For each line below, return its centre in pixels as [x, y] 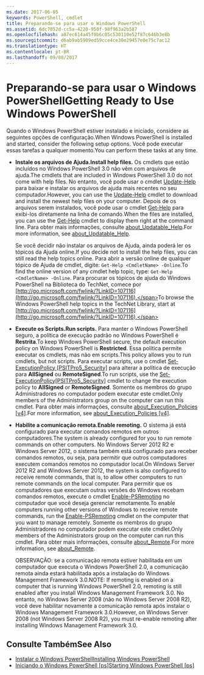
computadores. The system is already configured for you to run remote [103, 438]
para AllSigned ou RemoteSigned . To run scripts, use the [86, 374]
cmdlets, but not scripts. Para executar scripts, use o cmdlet [90, 361]
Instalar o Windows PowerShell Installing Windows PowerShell [93, 659]
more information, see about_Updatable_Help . [73, 234]
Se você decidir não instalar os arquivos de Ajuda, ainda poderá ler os [103, 245]
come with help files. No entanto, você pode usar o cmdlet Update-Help [105, 182]
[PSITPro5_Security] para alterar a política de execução [126, 367]
